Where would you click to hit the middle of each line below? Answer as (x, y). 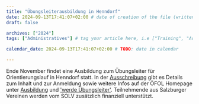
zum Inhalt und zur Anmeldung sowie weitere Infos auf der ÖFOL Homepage (99, 83)
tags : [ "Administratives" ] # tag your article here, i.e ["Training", (95, 39)
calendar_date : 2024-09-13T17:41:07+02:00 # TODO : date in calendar (92, 49)
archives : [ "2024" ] (30, 33)
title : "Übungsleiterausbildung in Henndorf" (63, 11)
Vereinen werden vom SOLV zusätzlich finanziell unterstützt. (80, 96)
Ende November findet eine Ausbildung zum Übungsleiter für (81, 71)
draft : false (22, 22)
